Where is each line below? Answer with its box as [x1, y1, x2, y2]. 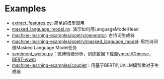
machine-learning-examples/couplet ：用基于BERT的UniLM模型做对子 [11, 62, 155, 68]
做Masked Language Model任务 [11, 44, 78, 50]
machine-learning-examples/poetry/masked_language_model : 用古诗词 [11, 38, 159, 44]
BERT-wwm [11, 56, 36, 62]
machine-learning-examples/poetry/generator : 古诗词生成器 [11, 32, 135, 38]
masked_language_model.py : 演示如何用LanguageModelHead [11, 26, 139, 32]
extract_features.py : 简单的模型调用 [11, 20, 85, 26]
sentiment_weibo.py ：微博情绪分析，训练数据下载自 [11, 50, 119, 57]
